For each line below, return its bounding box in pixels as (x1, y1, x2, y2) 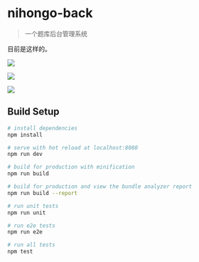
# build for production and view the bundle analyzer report (7, 183, 193, 190)
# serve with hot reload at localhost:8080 (7, 144, 139, 151)
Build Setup (7, 105, 60, 118)
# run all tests (7, 241, 55, 248)
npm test (7, 248, 33, 256)
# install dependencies (7, 125, 78, 132)
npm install (7, 131, 43, 138)
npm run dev (7, 151, 43, 158)
